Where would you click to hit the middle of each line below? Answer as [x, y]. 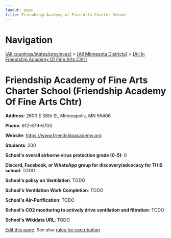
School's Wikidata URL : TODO [38, 220]
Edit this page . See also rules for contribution [53, 230]
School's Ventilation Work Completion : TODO [54, 190]
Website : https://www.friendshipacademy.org [54, 136]
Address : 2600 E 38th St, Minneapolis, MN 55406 [58, 116]
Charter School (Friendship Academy [86, 91]
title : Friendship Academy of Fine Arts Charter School [66, 15]
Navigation [29, 40]
